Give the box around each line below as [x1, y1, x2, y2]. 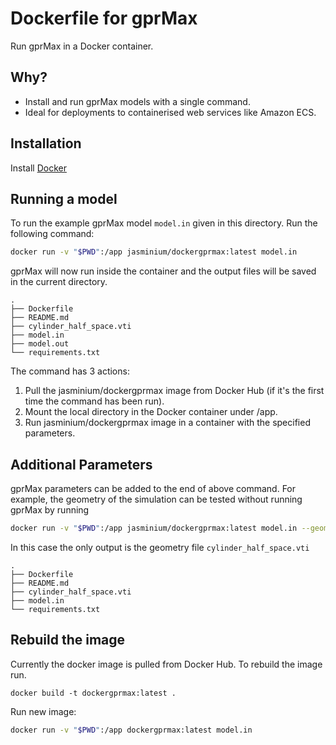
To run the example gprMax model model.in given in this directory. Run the [10, 217, 318, 229]
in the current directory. [10, 276, 108, 288]
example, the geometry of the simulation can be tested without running [10, 493, 303, 506]
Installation [10, 135, 82, 152]
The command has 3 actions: [10, 365, 130, 377]
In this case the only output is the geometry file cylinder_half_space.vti [10, 541, 310, 553]
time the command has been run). [24, 395, 165, 407]
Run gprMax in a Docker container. [10, 40, 154, 52]
